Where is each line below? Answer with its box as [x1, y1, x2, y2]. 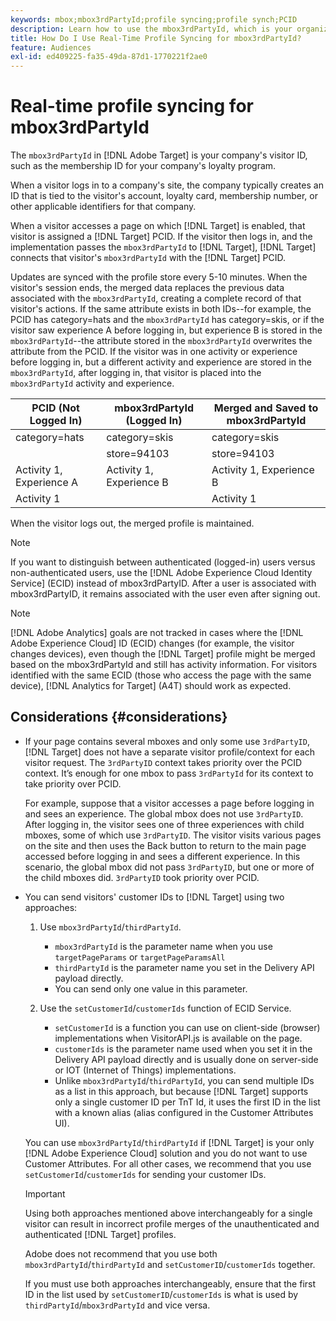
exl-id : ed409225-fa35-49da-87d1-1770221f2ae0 [10, 52, 208, 62]
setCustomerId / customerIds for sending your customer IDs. [24, 1168, 267, 1180]
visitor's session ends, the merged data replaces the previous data [10, 282, 285, 294]
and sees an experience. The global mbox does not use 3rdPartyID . [24, 807, 304, 820]
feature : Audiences [10, 42, 92, 53]
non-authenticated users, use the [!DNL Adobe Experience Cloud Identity [10, 567, 313, 579]
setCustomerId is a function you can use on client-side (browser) [54, 1021, 321, 1033]
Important [24, 1187, 66, 1200]
